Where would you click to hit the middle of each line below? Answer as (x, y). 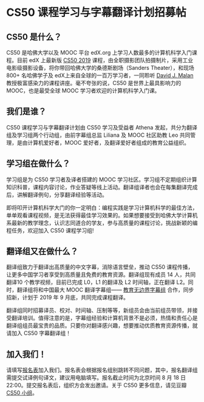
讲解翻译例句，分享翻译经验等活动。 (62, 195)
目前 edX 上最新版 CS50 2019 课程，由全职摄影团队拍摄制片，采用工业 (105, 60)
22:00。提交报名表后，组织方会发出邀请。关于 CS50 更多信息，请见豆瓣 (97, 385)
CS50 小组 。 (22, 393)
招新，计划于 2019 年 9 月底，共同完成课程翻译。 (68, 297)
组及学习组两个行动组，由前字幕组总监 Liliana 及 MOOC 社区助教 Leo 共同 (98, 135)
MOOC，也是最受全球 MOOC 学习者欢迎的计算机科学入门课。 (83, 91)
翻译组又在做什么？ (42, 251)
